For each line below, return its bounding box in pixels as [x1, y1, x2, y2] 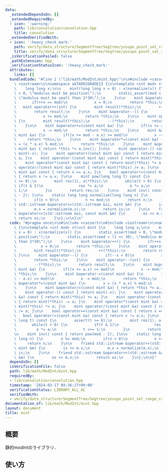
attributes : [9, 68, 35, 73]
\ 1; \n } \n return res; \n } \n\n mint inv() [14, 188, 150, 193]
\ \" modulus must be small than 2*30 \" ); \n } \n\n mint [14, 95, 143, 100]
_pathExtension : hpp [9, 58, 52, 63]
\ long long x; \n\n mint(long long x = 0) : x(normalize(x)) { [14, 86, 162, 91]
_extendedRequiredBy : [9, 16, 55, 21]
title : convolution [14, 30, 55, 35]
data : [5, 7, 16, 12]
